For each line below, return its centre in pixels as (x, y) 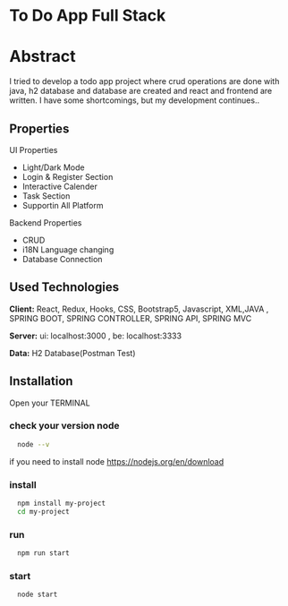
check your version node (64, 426)
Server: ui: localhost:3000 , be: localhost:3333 (95, 336)
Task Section (46, 196)
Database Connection (62, 259)
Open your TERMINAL (50, 403)
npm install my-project (61, 504)
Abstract (42, 57)
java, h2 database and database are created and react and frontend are (141, 91)
